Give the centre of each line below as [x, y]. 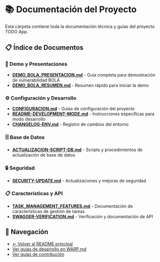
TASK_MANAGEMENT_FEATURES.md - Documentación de [72, 206]
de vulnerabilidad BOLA [36, 80]
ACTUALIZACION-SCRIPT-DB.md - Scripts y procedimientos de [77, 150]
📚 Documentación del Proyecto [71, 10]
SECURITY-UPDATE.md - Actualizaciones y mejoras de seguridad [79, 181]
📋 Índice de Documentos [44, 48]
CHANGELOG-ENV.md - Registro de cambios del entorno [70, 124]
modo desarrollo [29, 119]
